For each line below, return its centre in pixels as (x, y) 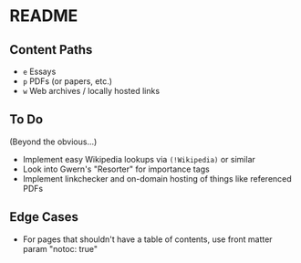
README (44, 16)
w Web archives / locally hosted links (91, 91)
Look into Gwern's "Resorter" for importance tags (116, 169)
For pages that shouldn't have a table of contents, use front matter (147, 239)
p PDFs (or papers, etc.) (67, 81)
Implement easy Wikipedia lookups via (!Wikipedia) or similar (139, 159)
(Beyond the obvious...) (53, 142)
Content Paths (51, 50)
